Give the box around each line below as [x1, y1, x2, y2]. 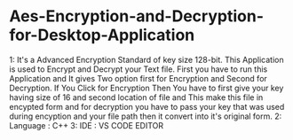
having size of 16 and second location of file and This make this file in [9, 91, 264, 103]
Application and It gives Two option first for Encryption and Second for [9, 73, 268, 83]
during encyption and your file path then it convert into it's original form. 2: [9, 111, 282, 121]
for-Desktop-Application [9, 25, 195, 45]
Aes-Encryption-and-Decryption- [9, 6, 265, 27]
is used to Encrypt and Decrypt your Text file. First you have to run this [9, 64, 268, 74]
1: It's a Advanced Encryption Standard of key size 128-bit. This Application [9, 54, 284, 65]
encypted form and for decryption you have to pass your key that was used [9, 101, 285, 112]
